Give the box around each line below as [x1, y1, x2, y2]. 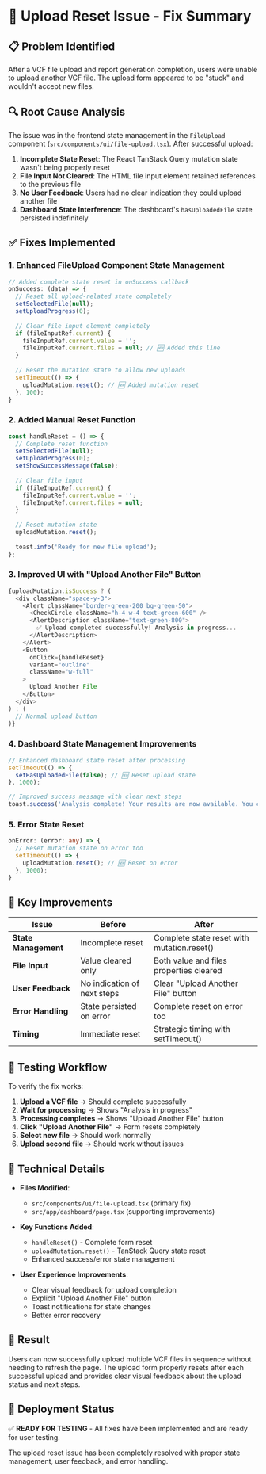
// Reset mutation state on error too [15, 844, 144, 853]
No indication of [80, 978, 140, 989]
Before [100, 919, 127, 930]
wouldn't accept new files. [8, 82, 95, 90]
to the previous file [19, 179, 82, 189]
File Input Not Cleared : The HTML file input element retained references [19, 170, 256, 181]
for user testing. [8, 1432, 61, 1442]
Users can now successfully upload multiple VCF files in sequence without [8, 1354, 252, 1364]
